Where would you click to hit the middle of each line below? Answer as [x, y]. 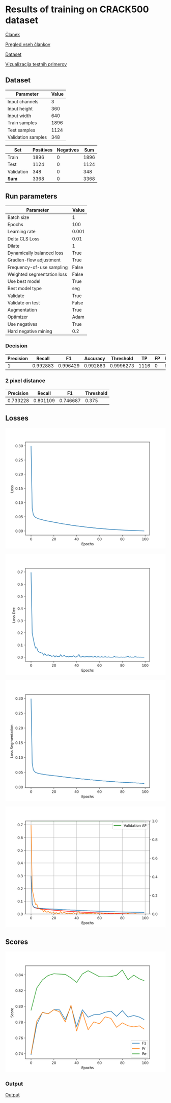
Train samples [22, 123]
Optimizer [18, 317]
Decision [17, 346]
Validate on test [24, 302]
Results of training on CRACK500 [77, 9]
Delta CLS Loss [23, 238]
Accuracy [95, 359]
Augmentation [22, 310]
